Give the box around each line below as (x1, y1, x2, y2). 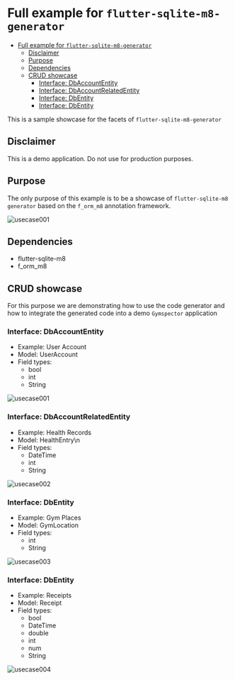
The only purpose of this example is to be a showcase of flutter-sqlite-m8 (7, 194, 229, 202)
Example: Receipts (17, 591, 72, 600)
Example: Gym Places (17, 513, 81, 522)
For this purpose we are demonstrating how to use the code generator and (7, 302, 225, 310)
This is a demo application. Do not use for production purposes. (7, 154, 193, 163)
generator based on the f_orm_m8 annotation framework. (7, 201, 171, 210)
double (28, 629, 49, 637)
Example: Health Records (17, 428, 92, 437)
